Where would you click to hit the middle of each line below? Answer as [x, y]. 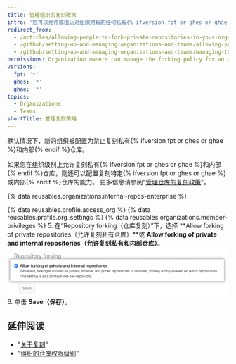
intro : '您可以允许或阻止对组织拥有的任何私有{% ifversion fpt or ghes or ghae [117, 22]
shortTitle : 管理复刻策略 [42, 119]
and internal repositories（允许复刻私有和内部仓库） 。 [85, 243]
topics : [19, 96]
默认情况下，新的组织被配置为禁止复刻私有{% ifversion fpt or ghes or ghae [115, 140]
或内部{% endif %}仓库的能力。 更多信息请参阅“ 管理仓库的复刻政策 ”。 [109, 182]
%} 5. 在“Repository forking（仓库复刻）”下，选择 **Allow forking [131, 225]
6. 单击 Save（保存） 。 [39, 301]
